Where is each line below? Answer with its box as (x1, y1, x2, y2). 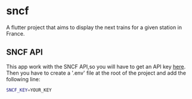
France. (6, 30, 25, 37)
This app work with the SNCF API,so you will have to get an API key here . (6, 63, 186, 70)
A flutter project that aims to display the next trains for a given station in (6, 24, 182, 31)
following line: (6, 75, 41, 82)
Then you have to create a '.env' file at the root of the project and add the (6, 69, 187, 76)
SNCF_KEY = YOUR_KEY (6, 87, 52, 93)
